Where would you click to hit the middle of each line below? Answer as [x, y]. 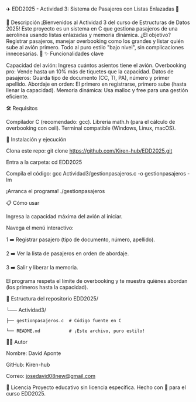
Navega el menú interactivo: [40, 228]
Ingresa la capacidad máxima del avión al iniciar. [64, 216]
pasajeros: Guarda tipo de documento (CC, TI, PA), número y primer [88, 78]
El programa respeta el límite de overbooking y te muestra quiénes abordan [97, 281]
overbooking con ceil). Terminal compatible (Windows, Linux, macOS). [91, 128]
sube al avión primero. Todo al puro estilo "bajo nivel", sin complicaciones [95, 47]
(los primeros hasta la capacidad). [47, 287]
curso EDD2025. [26, 393]
